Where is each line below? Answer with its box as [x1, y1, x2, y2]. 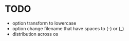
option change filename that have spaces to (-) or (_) [12, 25, 124, 31]
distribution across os [12, 31, 59, 37]
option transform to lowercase [12, 20, 77, 26]
